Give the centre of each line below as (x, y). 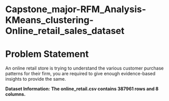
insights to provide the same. (36, 79)
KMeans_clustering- (50, 20)
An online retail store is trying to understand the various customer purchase (84, 68)
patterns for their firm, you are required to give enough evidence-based (80, 74)
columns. (16, 94)
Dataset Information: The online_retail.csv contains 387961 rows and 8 (82, 89)
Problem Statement (47, 54)
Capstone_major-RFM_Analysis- (76, 9)
